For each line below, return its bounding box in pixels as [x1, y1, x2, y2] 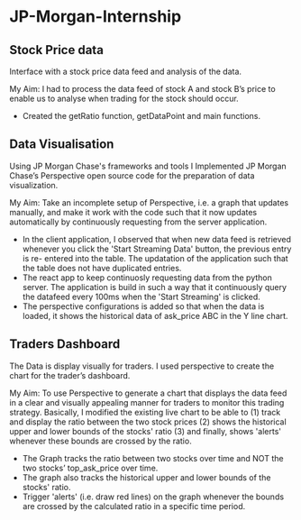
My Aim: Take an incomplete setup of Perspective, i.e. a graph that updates [9, 196, 289, 208]
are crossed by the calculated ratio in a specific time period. [22, 500, 246, 511]
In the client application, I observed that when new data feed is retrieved [22, 233, 291, 244]
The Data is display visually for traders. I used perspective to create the [9, 360, 275, 371]
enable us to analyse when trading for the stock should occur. [9, 93, 239, 104]
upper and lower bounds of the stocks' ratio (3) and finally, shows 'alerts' [9, 425, 282, 436]
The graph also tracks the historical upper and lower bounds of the [22, 471, 271, 483]
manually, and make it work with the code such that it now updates [9, 206, 258, 217]
